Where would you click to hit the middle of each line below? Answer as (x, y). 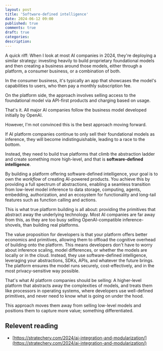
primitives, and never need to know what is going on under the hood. (74, 296)
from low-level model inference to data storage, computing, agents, (73, 189)
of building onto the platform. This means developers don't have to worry (79, 245)
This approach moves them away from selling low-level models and (73, 305)
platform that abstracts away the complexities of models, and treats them (79, 285)
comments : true (21, 28)
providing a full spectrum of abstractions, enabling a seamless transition (78, 184)
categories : (17, 37)
